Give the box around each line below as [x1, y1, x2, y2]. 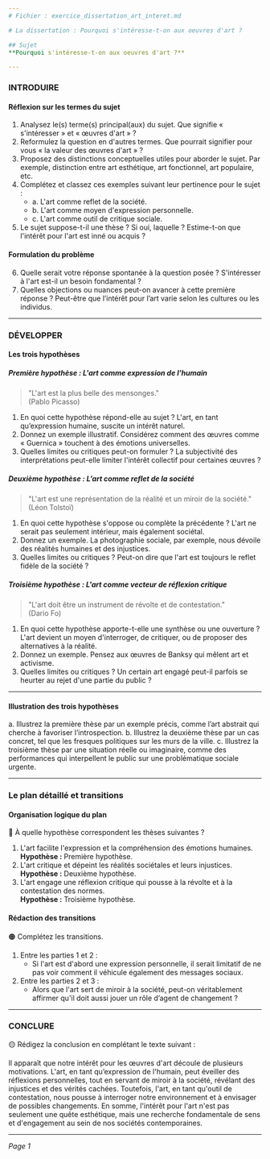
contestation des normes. [19, 886, 105, 895]
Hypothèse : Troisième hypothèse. [19, 895, 136, 904]
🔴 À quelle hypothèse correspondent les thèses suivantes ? [8, 828, 205, 837]
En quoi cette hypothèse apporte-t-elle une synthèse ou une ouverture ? [19, 624, 260, 634]
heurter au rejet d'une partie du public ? [19, 675, 152, 685]
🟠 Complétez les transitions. [8, 932, 104, 941]
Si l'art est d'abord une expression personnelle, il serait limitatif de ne [31, 958, 262, 968]
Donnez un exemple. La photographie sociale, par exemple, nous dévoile [19, 535, 261, 545]
